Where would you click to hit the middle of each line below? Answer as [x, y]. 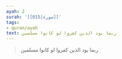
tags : [13, 22]
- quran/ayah [22, 28]
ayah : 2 [16, 11]
